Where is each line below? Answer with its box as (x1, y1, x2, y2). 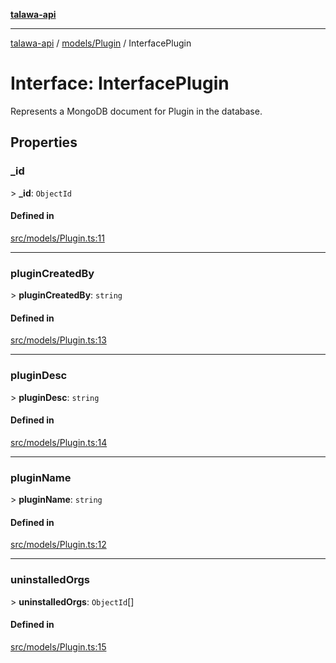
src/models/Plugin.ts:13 (10, 334, 107, 346)
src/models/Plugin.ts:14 (10, 436, 108, 448)
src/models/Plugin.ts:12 (10, 539, 107, 551)
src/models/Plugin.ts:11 (10, 232, 105, 244)
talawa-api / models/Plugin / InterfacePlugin (10, 37, 192, 49)
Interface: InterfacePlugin (10, 72, 230, 95)
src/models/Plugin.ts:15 (10, 640, 107, 653)
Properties (10, 134, 78, 151)
